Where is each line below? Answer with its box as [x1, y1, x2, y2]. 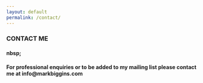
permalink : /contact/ [6, 15, 61, 21]
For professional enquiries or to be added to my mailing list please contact [6, 63, 197, 70]
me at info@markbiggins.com [6, 70, 83, 77]
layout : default [6, 8, 47, 15]
